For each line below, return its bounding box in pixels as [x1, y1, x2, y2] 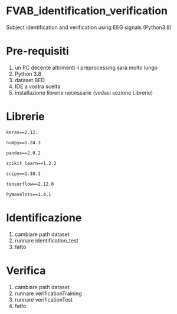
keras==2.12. [6, 129, 38, 135]
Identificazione [6, 211, 82, 224]
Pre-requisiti [6, 44, 69, 58]
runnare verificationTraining [14, 290, 82, 297]
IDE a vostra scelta [14, 83, 61, 90]
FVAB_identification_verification [6, 4, 168, 18]
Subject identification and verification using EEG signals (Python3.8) [6, 24, 172, 31]
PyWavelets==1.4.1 [6, 191, 51, 198]
